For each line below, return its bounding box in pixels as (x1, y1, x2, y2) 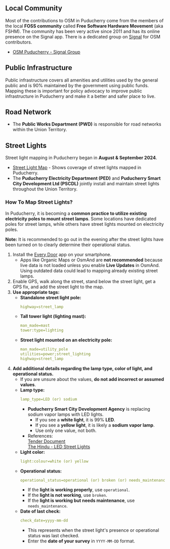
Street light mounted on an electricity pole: (20, 337, 112, 343)
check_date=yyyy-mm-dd (20, 518, 68, 523)
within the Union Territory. (12, 127, 67, 133)
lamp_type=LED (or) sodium (20, 397, 77, 402)
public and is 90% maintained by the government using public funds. (5, 82, 149, 88)
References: (27, 433, 53, 439)
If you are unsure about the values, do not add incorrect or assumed (20, 376, 164, 382)
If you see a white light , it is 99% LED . (35, 416, 115, 422)
